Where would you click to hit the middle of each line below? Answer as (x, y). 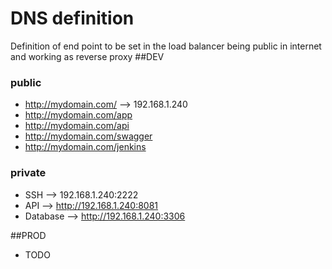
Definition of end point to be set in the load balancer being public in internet (166, 46)
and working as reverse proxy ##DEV (87, 56)
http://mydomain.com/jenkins (85, 147)
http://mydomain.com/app (78, 115)
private (28, 173)
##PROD (28, 235)
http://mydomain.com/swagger (88, 136)
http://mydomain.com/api (77, 126)
